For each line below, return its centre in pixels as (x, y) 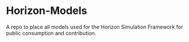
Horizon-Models (47, 11)
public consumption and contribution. (51, 33)
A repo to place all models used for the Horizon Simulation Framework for (94, 27)
